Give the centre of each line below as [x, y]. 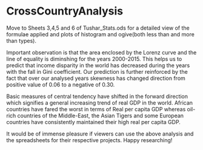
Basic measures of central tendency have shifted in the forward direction [97, 96]
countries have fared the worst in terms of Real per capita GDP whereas [96, 109]
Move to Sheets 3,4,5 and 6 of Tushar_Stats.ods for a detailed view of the [98, 28]
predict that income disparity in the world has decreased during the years [98, 65]
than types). [21, 41]
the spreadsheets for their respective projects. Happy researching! [89, 140]
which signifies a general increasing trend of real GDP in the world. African [99, 103]
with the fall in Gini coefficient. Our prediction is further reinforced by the [97, 71]
